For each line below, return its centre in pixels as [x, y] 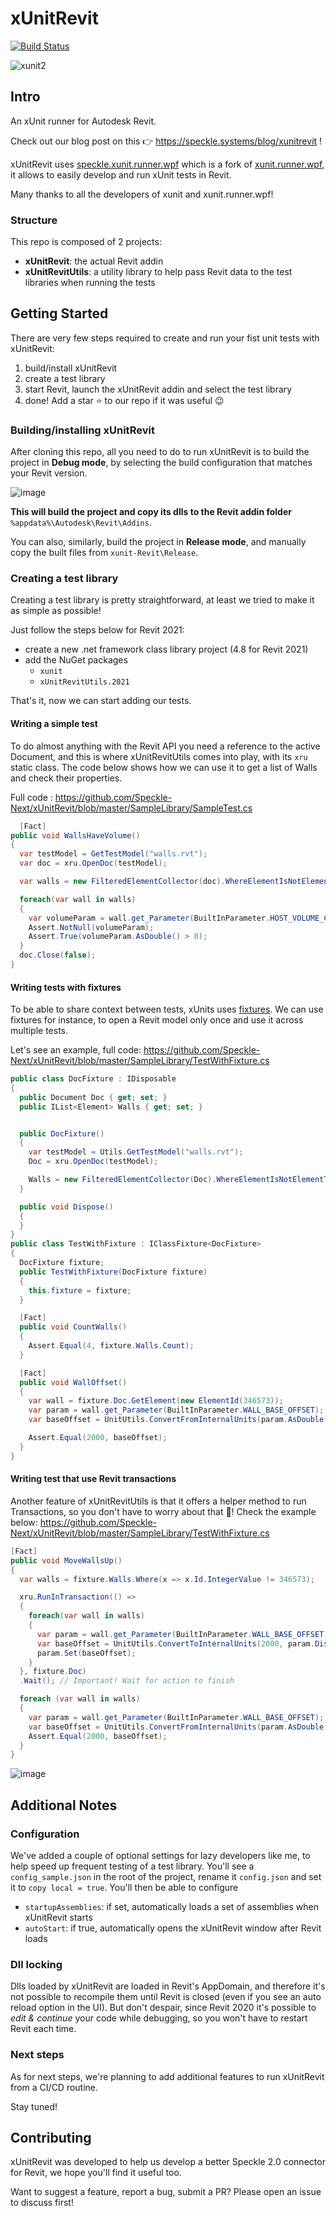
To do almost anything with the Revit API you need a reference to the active [165, 746]
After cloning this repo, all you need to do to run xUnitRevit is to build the [160, 452]
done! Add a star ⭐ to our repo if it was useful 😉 [124, 400]
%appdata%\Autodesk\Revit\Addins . [81, 523]
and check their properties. [66, 778]
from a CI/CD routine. [54, 2087]
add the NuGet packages [76, 660]
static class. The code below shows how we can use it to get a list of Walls [164, 767]
